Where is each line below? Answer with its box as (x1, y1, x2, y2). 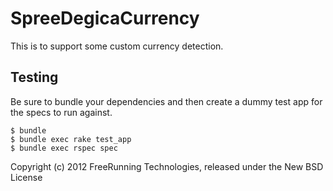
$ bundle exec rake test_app (10, 134, 132, 144)
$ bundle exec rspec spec (10, 143, 118, 153)
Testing (10, 69, 59, 86)
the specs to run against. (10, 106, 113, 118)
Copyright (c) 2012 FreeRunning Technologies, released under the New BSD (10, 160, 324, 172)
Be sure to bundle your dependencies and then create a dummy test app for (10, 95, 323, 107)
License (10, 171, 43, 183)
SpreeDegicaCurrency (10, 7, 200, 30)
